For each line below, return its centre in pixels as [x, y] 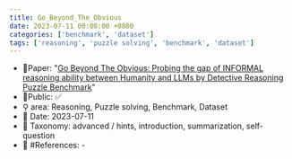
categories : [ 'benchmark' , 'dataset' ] [82, 34]
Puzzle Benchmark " [59, 87]
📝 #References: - [54, 146]
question [39, 136]
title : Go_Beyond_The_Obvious [66, 18]
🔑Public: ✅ [42, 97]
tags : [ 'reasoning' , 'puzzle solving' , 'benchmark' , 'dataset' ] [132, 43]
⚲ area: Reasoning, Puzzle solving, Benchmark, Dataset [125, 107]
